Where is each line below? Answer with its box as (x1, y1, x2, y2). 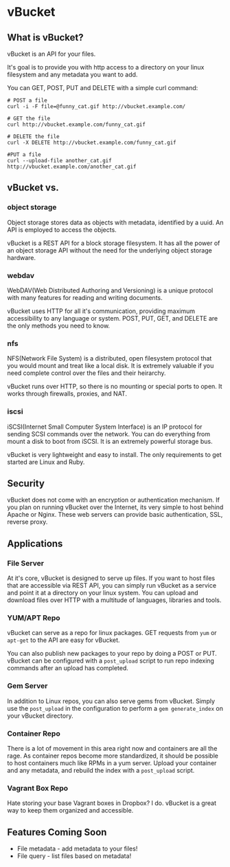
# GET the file (7, 115, 51, 122)
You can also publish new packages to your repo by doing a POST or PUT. (7, 650, 218, 658)
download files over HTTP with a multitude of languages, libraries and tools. (7, 596, 222, 604)
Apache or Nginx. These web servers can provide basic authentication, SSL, (7, 511, 223, 519)
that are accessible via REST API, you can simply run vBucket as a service (7, 581, 217, 590)
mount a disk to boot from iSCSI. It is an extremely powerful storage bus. (7, 437, 213, 445)
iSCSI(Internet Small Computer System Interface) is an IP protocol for (7, 422, 203, 431)
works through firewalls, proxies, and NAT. (7, 389, 127, 398)
